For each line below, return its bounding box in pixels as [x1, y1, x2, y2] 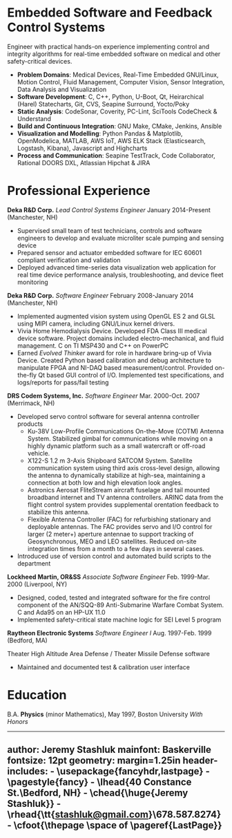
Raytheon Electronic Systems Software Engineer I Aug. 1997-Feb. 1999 [7, 628, 212, 637]
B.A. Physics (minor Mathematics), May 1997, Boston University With [7, 710, 203, 718]
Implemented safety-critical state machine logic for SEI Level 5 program [17, 615, 222, 624]
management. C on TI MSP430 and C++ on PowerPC [17, 341, 169, 350]
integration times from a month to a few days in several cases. [27, 544, 205, 552]
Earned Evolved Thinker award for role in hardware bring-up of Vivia [17, 348, 212, 357]
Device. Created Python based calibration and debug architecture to [17, 356, 212, 364]
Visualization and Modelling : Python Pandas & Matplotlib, [17, 129, 183, 138]
